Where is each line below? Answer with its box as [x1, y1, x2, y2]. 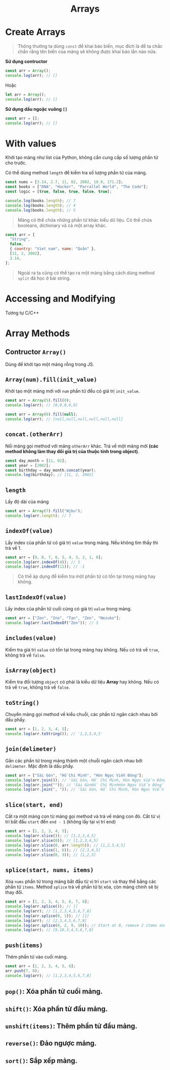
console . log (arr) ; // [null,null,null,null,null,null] [5, 417, 123, 422]
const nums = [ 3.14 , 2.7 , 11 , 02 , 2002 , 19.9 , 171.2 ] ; [5, 180, 123, 185]
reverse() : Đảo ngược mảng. [5, 1039, 97, 1048]
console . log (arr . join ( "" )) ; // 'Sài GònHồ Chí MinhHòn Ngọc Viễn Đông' [5, 782, 164, 787]
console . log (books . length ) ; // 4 [5, 203, 76, 208]
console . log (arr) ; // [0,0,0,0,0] [5, 403, 78, 408]
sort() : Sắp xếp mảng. [5, 1056, 77, 1065]
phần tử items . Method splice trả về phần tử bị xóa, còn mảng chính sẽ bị [5, 884, 158, 890]
